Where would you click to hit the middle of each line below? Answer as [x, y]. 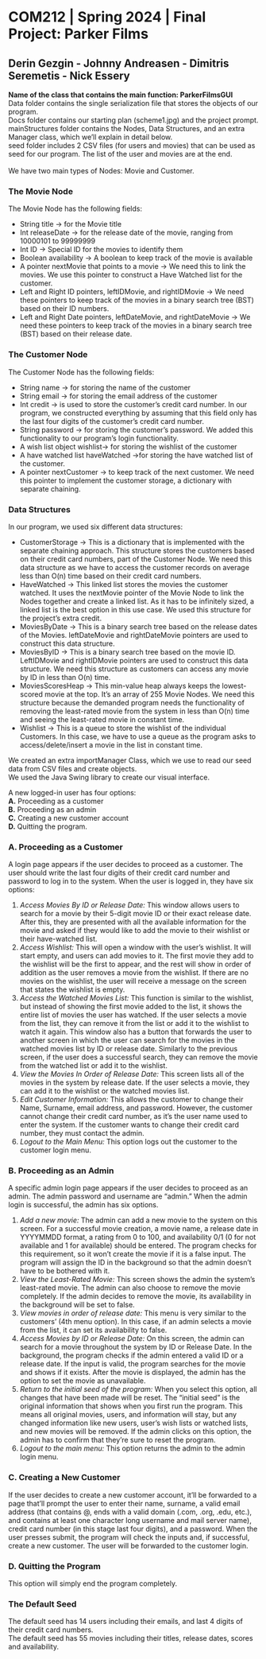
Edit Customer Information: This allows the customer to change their [131, 1100]
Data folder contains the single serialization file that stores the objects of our [133, 103]
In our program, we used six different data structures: [96, 526]
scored [31, 694]
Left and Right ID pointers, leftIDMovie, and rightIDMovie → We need [132, 292]
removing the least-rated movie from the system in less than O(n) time [135, 711]
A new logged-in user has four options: [72, 792]
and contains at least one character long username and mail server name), [130, 1520]
